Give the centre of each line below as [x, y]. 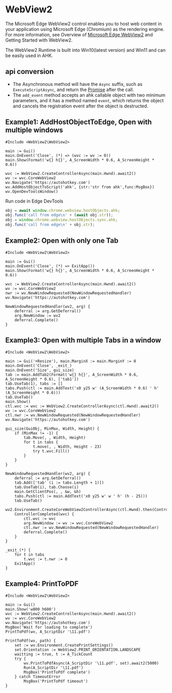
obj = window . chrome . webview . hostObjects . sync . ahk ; [61, 220]
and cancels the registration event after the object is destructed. [80, 106]
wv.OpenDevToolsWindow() [32, 191]
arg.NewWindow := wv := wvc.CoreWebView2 [69, 523]
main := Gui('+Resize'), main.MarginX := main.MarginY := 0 [71, 361]
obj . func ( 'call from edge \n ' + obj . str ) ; [50, 225]
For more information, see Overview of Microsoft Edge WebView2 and [79, 34]
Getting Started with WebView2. [39, 40]
